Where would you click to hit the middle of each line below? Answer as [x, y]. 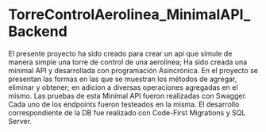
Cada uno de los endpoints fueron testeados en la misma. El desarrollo [124, 104]
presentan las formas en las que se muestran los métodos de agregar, [123, 79]
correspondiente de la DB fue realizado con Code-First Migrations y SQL [127, 112]
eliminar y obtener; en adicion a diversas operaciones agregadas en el [123, 87]
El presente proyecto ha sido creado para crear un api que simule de [120, 53]
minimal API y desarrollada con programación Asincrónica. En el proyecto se [133, 70]
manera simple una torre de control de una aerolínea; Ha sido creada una [128, 62]
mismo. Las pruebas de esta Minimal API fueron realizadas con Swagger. [128, 95]
